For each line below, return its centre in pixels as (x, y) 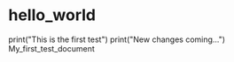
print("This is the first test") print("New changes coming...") (117, 39)
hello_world (52, 15)
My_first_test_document (51, 48)
